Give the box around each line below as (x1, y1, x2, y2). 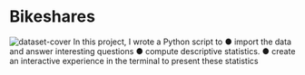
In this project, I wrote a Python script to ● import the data (73, 36, 292, 47)
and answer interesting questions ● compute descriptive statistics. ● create (9, 45, 296, 56)
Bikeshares (9, 6, 95, 27)
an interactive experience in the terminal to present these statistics (9, 55, 259, 66)
